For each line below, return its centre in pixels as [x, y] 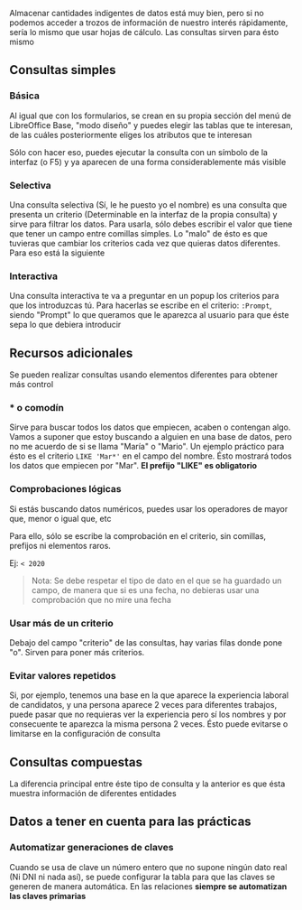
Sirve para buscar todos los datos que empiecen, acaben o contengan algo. [150, 427]
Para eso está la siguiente [57, 253]
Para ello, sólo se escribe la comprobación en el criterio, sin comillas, [138, 535]
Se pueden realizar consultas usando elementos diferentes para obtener [144, 375]
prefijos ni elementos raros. [60, 545]
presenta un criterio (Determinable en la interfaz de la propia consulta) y [143, 214]
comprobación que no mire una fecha [101, 599]
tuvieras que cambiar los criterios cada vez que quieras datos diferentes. [145, 243]
